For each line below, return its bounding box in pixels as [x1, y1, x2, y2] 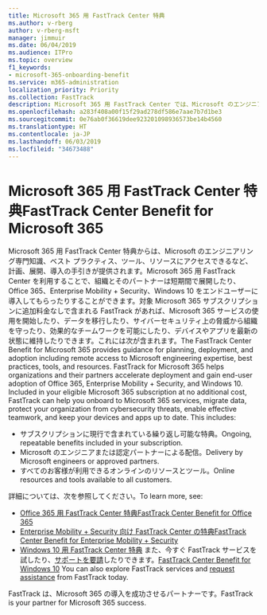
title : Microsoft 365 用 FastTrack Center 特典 [8, 11, 165, 20]
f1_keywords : [8, 64, 52, 72]
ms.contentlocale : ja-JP [8, 130, 91, 138]
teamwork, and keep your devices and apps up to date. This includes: [8, 413, 237, 422]
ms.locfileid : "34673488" [8, 145, 94, 153]
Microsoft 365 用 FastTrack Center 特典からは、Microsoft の [8, 246, 205, 256]
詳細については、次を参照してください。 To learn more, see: [8, 492, 203, 501]
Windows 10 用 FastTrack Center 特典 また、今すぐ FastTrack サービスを [19, 545, 257, 554]
